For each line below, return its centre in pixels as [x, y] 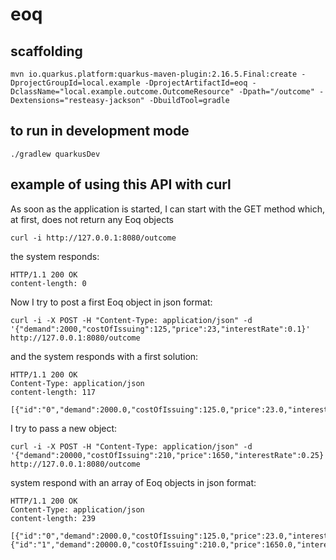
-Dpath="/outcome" [276, 92]
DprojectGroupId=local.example [75, 83]
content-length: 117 [53, 392]
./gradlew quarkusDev [55, 154]
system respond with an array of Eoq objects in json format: [133, 482]
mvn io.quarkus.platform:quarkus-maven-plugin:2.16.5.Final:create [154, 74]
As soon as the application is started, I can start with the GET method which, [168, 209]
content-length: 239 [53, 518]
